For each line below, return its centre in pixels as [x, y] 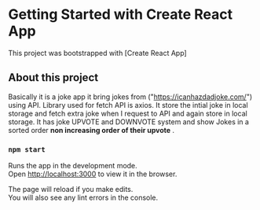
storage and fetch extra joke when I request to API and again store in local [128, 113]
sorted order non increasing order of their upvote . [92, 130]
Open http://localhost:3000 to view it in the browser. [93, 174]
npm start [27, 149]
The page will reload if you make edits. [71, 190]
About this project [53, 77]
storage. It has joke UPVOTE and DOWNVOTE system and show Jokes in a [129, 122]
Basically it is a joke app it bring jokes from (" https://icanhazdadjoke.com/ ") [130, 97]
